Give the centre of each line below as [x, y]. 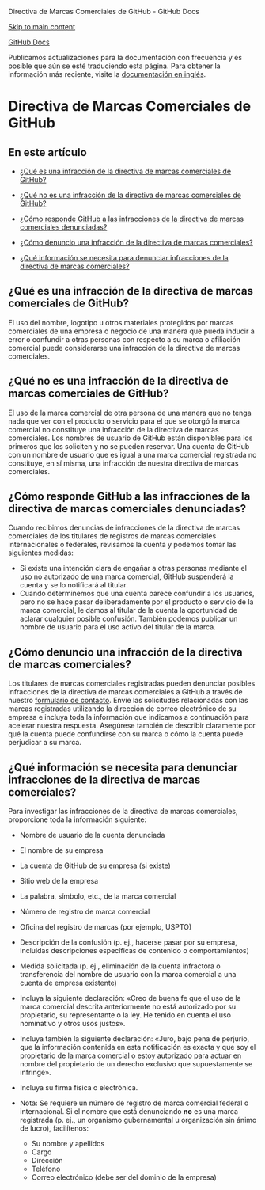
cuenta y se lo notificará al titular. [74, 585]
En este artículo [47, 152]
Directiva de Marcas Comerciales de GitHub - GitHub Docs [104, 11]
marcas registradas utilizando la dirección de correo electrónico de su [122, 709]
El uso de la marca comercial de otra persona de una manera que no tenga [130, 413]
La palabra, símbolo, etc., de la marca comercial [98, 896]
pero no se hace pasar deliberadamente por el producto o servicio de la [136, 602]
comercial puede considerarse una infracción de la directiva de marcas [124, 348]
